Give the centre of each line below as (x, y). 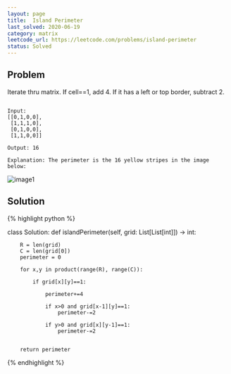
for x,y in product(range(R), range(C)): (81, 269)
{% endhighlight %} (36, 362)
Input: (17, 111)
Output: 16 (23, 148)
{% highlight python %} (41, 218)
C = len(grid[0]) (45, 251)
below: (17, 166)
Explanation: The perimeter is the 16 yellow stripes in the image (108, 160)
